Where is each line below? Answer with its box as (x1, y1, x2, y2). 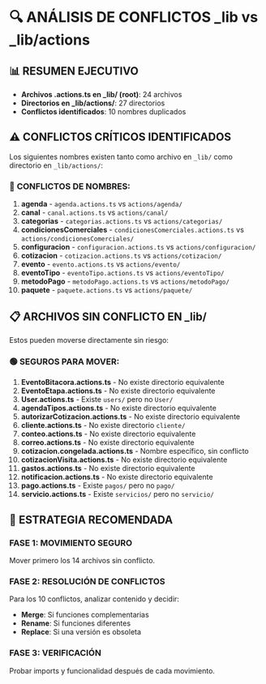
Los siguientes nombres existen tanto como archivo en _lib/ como (9, 152, 234, 161)
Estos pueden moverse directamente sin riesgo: (9, 335, 169, 344)
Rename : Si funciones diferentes (20, 618, 131, 628)
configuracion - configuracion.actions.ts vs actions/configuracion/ (20, 242, 256, 252)
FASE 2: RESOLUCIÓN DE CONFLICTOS (9, 575, 165, 587)
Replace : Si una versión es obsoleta (20, 627, 141, 637)
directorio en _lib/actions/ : (9, 160, 104, 170)
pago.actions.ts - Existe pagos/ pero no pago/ (20, 481, 175, 490)
